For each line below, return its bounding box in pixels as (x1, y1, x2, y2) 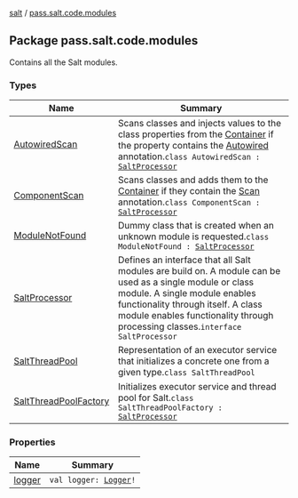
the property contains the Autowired (118, 140, 269, 152)
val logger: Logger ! (49, 475, 136, 486)
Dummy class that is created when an (118, 220, 275, 232)
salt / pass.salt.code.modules (9, 8, 117, 18)
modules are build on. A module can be (118, 265, 281, 277)
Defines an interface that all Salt (118, 253, 251, 266)
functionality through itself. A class (118, 298, 263, 310)
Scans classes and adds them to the (118, 173, 269, 186)
